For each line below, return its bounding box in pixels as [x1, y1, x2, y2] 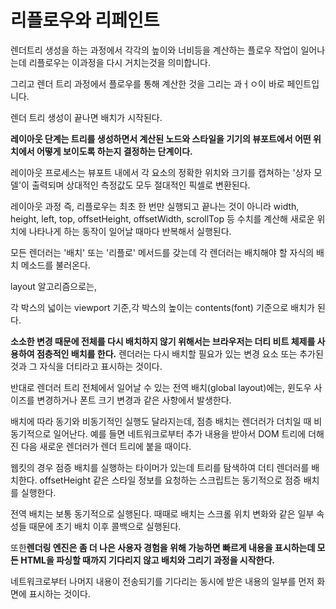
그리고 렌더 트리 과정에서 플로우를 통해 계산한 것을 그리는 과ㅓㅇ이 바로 [10, 77, 285, 90]
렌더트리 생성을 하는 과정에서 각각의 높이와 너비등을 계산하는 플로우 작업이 [10, 44, 299, 56]
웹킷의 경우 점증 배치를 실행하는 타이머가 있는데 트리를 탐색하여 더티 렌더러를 [10, 461, 310, 473]
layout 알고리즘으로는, [10, 280, 98, 292]
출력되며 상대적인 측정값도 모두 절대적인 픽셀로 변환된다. [31, 179, 251, 191]
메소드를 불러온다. [20, 259, 91, 271]
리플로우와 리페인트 [10, 9, 160, 32]
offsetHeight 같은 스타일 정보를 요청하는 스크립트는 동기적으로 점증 [39, 474, 302, 486]
